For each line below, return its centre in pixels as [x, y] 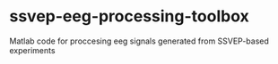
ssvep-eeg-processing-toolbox [129, 16]
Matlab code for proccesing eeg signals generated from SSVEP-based [139, 41]
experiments [32, 50]
